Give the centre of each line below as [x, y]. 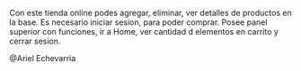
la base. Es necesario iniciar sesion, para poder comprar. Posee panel [138, 22]
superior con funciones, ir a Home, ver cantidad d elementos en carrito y [144, 32]
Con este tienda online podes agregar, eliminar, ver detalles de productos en [150, 13]
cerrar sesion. [35, 41]
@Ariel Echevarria [43, 58]
